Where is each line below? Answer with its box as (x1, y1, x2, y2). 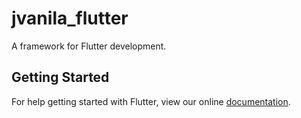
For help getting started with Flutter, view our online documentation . (11, 95, 291, 107)
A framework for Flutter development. (11, 40, 167, 52)
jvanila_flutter (11, 7, 129, 30)
